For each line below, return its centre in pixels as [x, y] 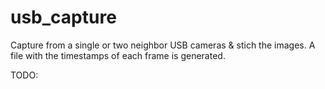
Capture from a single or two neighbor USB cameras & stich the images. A [163, 45]
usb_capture [63, 17]
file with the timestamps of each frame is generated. [118, 55]
